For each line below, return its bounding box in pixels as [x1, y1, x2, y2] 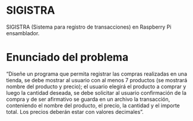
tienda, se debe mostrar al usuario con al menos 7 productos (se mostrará [6, 76, 188, 83]
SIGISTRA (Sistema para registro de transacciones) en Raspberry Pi [6, 23, 172, 30]
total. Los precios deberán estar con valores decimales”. [6, 108, 144, 115]
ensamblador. [6, 29, 40, 36]
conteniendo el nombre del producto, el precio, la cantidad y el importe [6, 102, 180, 109]
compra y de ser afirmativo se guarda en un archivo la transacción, [6, 95, 170, 103]
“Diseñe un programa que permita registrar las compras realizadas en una [6, 70, 187, 77]
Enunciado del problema [6, 51, 129, 64]
